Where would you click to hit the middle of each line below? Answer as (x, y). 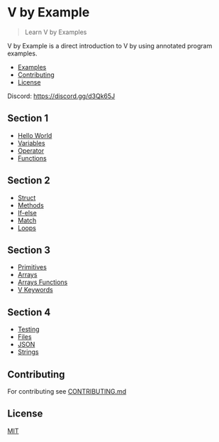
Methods (30, 205)
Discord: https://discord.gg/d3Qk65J (61, 96)
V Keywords (35, 290)
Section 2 (29, 181)
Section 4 (29, 312)
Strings (28, 352)
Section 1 (28, 118)
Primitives (32, 267)
